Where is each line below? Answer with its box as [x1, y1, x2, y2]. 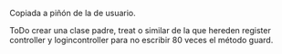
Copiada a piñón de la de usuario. [9, 8, 137, 18]
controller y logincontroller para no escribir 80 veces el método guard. [9, 35, 274, 45]
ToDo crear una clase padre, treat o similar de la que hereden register [9, 25, 271, 35]
